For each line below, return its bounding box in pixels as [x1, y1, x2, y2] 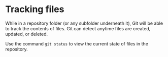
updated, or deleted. [5, 31, 48, 37]
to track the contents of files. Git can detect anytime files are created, [5, 25, 151, 31]
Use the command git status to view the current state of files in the [5, 40, 149, 46]
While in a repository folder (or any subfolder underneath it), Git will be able [5, 20, 163, 26]
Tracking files [5, 4, 64, 15]
